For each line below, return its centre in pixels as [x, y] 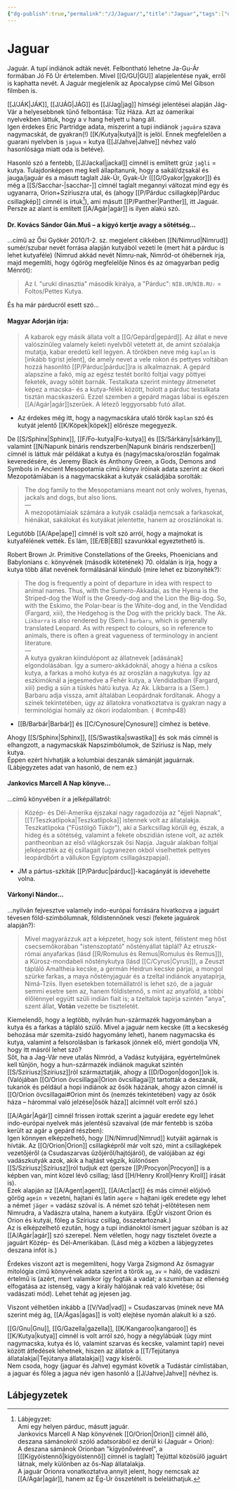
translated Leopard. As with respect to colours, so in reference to [119, 628]
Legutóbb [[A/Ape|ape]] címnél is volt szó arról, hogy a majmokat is [105, 533]
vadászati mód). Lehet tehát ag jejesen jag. [70, 1294]
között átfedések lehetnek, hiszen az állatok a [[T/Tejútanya [93, 1351]
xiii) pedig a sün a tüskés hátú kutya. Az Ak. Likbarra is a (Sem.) [117, 687]
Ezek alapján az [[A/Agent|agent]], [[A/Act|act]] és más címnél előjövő [109, 1190]
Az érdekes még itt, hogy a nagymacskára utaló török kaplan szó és [116, 418]
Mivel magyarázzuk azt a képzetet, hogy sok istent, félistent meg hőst [125, 939]
